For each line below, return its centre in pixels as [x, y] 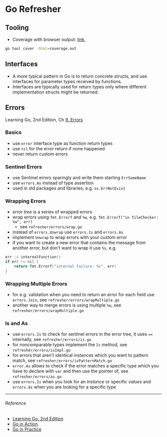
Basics [13, 132]
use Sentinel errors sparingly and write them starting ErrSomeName [79, 178]
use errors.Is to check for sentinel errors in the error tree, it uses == [83, 334]
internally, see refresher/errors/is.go [52, 339]
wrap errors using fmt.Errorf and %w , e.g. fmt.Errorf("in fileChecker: [85, 217]
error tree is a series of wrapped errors [52, 212]
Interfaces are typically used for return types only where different [79, 87]
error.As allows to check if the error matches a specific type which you [85, 366]
